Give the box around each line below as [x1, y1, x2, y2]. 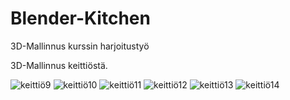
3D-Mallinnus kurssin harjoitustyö [10, 40, 150, 52]
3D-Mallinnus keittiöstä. [10, 59, 108, 71]
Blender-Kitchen [10, 7, 151, 30]
